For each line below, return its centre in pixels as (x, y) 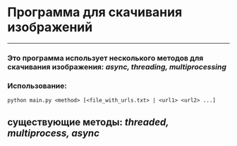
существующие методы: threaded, (88, 122)
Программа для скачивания (95, 12)
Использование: (37, 85)
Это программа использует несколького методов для (105, 58)
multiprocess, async (54, 133)
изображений (50, 27)
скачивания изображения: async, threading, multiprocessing (117, 66)
